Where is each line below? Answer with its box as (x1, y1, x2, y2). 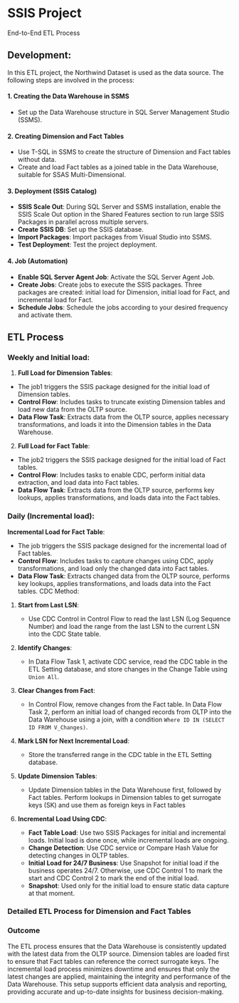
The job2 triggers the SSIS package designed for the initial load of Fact (17, 456, 226, 464)
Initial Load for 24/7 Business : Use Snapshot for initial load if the (28, 858, 219, 867)
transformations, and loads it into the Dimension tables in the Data (17, 421, 212, 429)
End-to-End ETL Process (7, 29, 80, 37)
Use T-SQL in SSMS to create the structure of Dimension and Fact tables (17, 148, 231, 156)
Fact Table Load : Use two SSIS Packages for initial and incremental (28, 828, 226, 837)
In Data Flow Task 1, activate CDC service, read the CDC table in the (28, 657, 228, 666)
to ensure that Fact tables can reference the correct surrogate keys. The (7, 957, 219, 965)
